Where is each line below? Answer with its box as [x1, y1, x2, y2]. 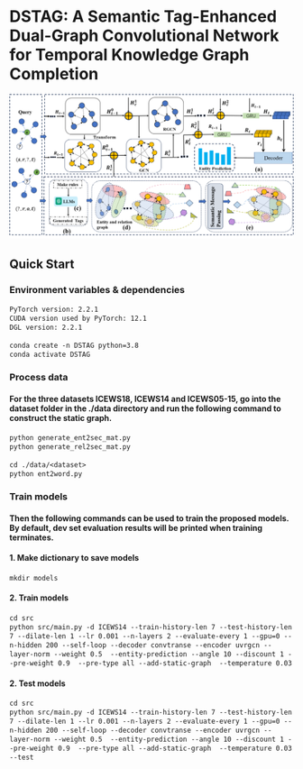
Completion [9, 64, 99, 85]
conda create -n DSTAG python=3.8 [9, 341, 140, 351]
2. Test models [9, 678, 66, 689]
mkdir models [9, 573, 59, 582]
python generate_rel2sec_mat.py [9, 443, 131, 452]
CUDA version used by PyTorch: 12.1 [9, 314, 147, 324]
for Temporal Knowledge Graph [9, 45, 250, 65]
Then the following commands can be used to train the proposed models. [9, 512, 289, 524]
